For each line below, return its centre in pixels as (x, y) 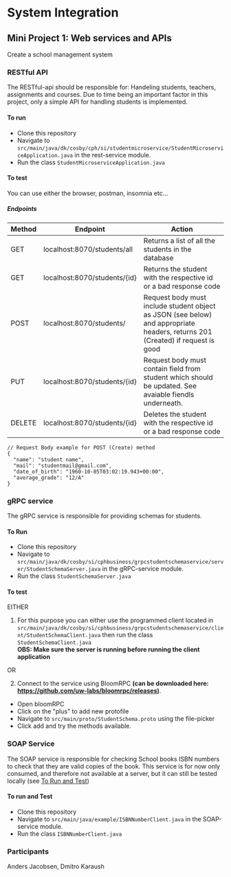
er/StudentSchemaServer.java (59, 569)
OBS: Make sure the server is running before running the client (108, 650)
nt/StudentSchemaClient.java (59, 636)
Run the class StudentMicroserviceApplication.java (91, 162)
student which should (178, 377)
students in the (167, 249)
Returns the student (175, 269)
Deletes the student (175, 414)
